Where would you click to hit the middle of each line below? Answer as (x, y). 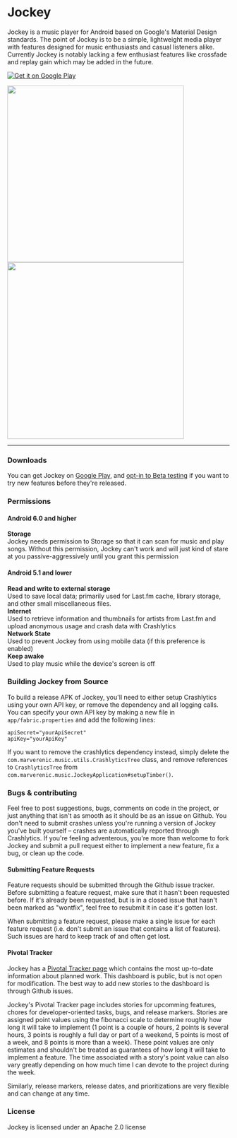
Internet (19, 611)
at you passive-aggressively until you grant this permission (93, 556)
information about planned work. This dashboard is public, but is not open (115, 975)
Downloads (27, 460)
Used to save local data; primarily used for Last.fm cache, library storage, (114, 596)
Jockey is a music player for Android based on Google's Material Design (112, 32)
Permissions (29, 501)
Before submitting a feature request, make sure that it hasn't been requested (119, 893)
